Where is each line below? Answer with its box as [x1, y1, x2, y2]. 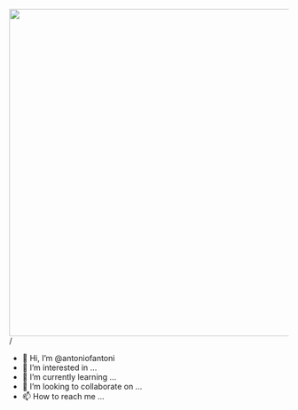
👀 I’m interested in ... [21, 362, 98, 373]
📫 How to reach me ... [21, 391, 105, 401]
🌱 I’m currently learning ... [21, 372, 117, 382]
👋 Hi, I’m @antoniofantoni [21, 353, 115, 363]
